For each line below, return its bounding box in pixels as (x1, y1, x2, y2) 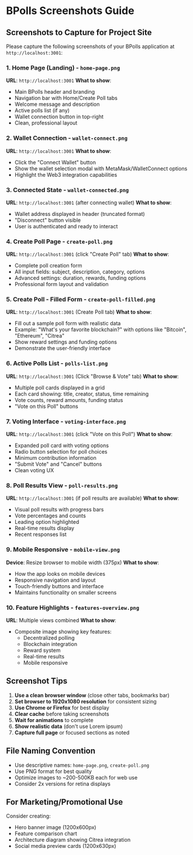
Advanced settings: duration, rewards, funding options (14, 274, 146, 281)
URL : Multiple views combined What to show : (6, 616, 117, 624)
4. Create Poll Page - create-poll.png (6, 237, 113, 245)
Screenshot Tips (6, 676, 68, 686)
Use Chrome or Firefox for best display (14, 704, 109, 711)
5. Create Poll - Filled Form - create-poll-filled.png (6, 296, 156, 304)
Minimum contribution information (14, 455, 96, 462)
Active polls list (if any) (14, 107, 70, 114)
